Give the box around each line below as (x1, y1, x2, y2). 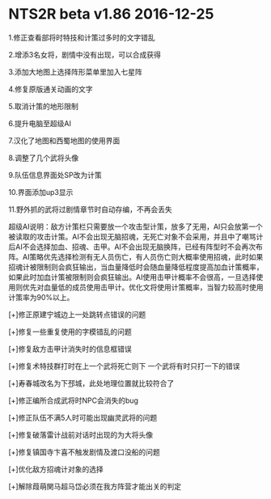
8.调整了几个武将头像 (8, 153, 79, 163)
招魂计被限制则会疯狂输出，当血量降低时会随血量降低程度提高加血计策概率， (8, 262, 264, 272)
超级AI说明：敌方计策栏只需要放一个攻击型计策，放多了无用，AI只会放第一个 (8, 222, 263, 231)
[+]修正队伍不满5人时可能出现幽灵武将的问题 (8, 412, 158, 422)
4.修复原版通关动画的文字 (8, 84, 93, 94)
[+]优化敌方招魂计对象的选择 (8, 464, 104, 474)
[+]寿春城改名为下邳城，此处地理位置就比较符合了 (8, 378, 175, 388)
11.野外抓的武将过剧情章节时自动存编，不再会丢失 (8, 204, 172, 214)
